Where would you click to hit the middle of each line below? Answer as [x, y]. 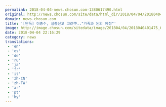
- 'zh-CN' [17, 78]
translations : [20, 42]
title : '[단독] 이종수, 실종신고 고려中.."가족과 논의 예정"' [61, 23]
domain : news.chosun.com [31, 19]
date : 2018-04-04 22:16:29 [33, 33]
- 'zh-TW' [17, 83]
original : [15, 14]
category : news [21, 37]
